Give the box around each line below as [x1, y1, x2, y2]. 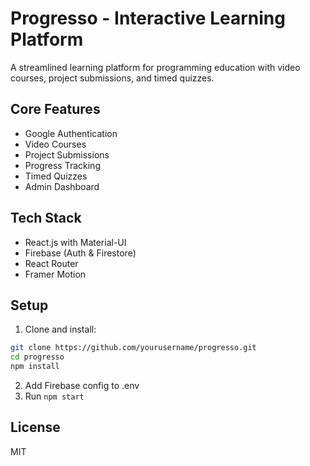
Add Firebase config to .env [24, 380, 140, 391]
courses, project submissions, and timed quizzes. [10, 72, 215, 84]
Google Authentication [24, 127, 118, 139]
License [10, 419, 61, 436]
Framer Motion [24, 268, 87, 280]
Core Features [10, 101, 101, 118]
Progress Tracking [24, 159, 101, 171]
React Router [24, 257, 79, 269]
